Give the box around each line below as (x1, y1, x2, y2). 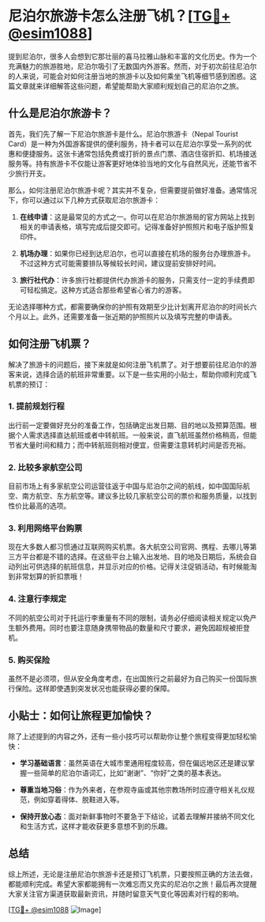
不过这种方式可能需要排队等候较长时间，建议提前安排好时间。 (19, 258, 221, 268)
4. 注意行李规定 (8, 593, 67, 604)
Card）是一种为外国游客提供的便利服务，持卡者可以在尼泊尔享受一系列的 (8, 139, 245, 149)
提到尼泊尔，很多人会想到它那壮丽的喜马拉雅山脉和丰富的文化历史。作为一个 (8, 51, 257, 61)
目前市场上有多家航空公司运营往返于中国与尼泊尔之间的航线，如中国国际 (8, 481, 243, 491)
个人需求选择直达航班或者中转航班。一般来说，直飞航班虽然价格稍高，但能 (14, 430, 257, 439)
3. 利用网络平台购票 (8, 523, 83, 534)
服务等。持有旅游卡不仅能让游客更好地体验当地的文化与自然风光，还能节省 (8, 159, 250, 168)
